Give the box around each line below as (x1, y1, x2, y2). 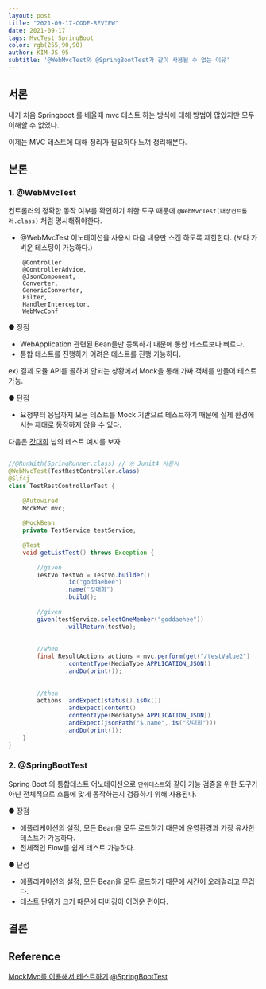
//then (37, 690, 59, 698)
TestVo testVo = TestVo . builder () (37, 571, 151, 579)
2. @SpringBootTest (8, 760, 88, 771)
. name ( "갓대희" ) (64, 586, 114, 594)
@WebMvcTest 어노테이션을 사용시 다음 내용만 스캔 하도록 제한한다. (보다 (19, 233, 250, 243)
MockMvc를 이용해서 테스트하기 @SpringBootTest (8, 972, 168, 981)
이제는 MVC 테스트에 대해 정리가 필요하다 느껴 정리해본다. (8, 137, 187, 147)
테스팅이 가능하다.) (34, 243, 93, 252)
